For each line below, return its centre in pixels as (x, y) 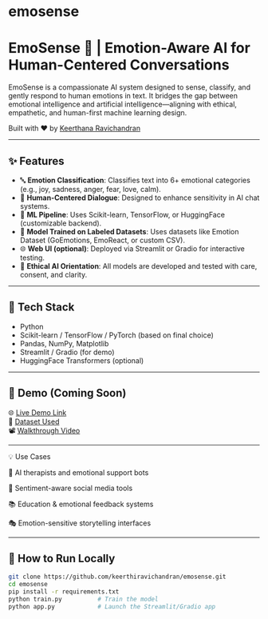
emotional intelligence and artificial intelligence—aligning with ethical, (123, 104)
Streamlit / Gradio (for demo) (67, 352)
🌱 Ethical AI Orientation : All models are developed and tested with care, (138, 266)
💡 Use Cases (30, 456)
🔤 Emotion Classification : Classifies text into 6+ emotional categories (135, 180)
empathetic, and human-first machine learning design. (98, 113)
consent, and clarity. (53, 274)
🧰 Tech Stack (41, 308)
